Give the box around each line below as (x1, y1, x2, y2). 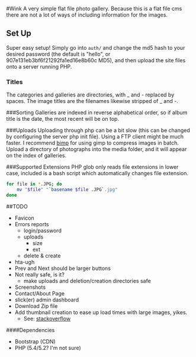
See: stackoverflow (23, 315, 71, 322)
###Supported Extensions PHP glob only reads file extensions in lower (6, 163, 179, 171)
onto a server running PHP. (6, 63, 72, 70)
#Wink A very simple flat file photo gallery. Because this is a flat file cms (6, 5, 182, 12)
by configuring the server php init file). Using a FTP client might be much (6, 133, 184, 140)
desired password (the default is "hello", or (6, 50, 111, 57)
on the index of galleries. (6, 152, 67, 159)
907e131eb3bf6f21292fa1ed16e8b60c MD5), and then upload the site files (6, 56, 186, 64)
